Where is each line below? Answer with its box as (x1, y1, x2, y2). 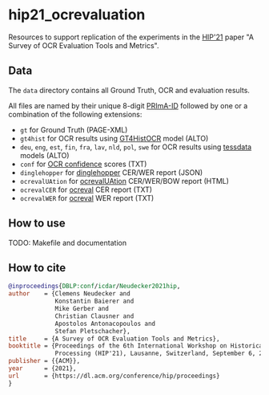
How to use (8, 217, 66, 230)
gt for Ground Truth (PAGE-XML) (19, 124, 128, 134)
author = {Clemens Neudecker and (8, 290, 130, 298)
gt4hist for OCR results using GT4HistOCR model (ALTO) (19, 133, 209, 143)
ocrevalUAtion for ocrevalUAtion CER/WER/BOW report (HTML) (19, 176, 230, 185)
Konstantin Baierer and (54, 297, 134, 306)
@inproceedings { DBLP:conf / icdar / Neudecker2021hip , (8, 283, 181, 291)
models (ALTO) (19, 150, 70, 160)
